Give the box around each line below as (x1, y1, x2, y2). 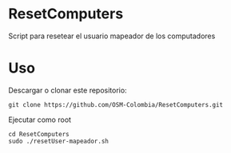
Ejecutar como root (8, 115, 72, 124)
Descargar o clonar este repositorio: (8, 85, 127, 95)
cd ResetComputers (8, 130, 70, 138)
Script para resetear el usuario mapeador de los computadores (8, 31, 216, 41)
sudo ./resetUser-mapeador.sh (8, 137, 110, 145)
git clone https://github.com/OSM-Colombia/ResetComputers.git (8, 100, 224, 108)
